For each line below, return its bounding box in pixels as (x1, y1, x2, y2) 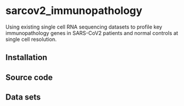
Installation (5, 52, 47, 62)
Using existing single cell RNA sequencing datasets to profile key (5, 23, 162, 30)
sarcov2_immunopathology (5, 4, 143, 17)
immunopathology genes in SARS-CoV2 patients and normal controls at (5, 29, 178, 36)
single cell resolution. (5, 36, 57, 43)
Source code (5, 72, 53, 82)
